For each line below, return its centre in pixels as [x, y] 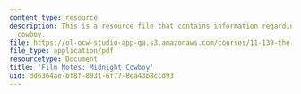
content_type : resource [54, 17]
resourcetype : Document [54, 59]
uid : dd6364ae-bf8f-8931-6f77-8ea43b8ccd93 [92, 76]
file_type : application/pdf [62, 51]
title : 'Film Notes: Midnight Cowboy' [82, 68]
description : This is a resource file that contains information [133, 26]
